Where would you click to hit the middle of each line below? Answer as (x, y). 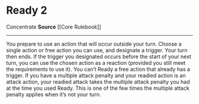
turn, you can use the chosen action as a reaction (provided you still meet (96, 62)
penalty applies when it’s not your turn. (54, 94)
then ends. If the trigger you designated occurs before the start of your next (99, 56)
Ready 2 (27, 10)
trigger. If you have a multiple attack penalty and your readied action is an (96, 75)
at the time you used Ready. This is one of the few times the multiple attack (98, 88)
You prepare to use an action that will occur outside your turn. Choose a (94, 44)
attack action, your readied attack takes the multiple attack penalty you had (98, 81)
